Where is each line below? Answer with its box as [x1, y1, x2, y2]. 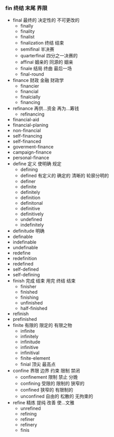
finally [20, 23, 34, 29]
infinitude [20, 339, 41, 345]
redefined [12, 261, 34, 267]
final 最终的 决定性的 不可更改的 [12, 17, 80, 24]
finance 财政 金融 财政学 [12, 77, 64, 83]
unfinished [20, 300, 43, 306]
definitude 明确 [12, 228, 45, 234]
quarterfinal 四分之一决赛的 [20, 53, 78, 59]
